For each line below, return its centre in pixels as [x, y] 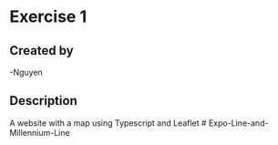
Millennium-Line [40, 132]
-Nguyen [26, 72]
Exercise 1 [48, 17]
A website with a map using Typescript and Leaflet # [108, 123]
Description [43, 101]
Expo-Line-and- [238, 123]
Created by [42, 51]
